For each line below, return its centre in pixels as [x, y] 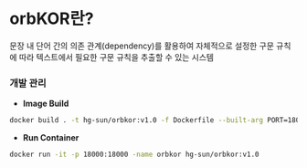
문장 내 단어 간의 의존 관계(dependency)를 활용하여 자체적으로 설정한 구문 [142, 46]
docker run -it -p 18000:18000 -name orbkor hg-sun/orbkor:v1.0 [134, 155]
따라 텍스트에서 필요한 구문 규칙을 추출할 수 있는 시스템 [116, 57]
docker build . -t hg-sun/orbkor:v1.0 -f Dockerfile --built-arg [136, 121]
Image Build [46, 104]
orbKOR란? [52, 19]
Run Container [51, 138]
